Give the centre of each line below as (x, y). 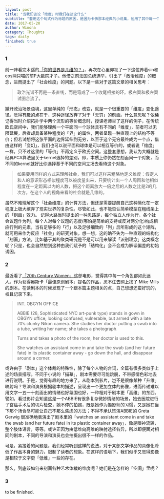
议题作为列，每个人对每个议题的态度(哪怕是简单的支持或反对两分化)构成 (81, 221)
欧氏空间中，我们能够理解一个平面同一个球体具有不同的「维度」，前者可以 (79, 127)
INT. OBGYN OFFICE (38, 304)
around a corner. (34, 358)
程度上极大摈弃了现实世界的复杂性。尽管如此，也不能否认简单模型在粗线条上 (82, 209)
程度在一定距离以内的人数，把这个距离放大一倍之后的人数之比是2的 (85, 187)
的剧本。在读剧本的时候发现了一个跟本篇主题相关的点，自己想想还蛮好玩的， (82, 288)
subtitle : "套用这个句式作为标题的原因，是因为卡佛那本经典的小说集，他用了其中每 (79, 19)
